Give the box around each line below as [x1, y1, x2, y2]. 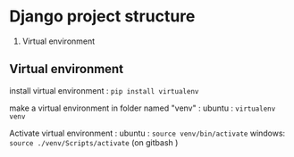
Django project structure [9, 6, 196, 27]
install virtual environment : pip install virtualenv [9, 85, 199, 95]
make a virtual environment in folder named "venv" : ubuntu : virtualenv [9, 103, 276, 113]
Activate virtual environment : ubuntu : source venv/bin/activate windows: [9, 128, 286, 138]
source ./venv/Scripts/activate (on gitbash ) [9, 136, 179, 148]
